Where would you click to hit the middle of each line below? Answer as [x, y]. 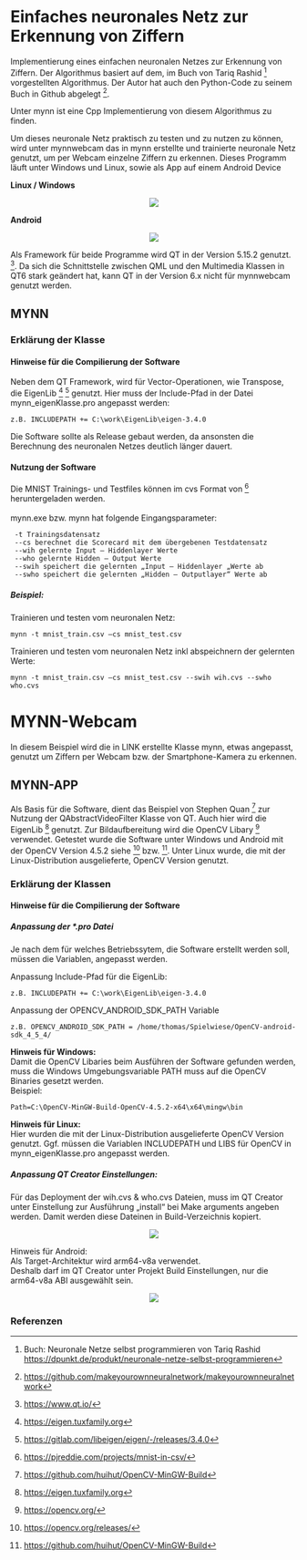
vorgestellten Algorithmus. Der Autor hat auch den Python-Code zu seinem [151, 82]
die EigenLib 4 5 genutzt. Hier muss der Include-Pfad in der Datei [132, 392]
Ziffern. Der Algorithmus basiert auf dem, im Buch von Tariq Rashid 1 [139, 72]
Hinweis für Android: [49, 1252]
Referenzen [36, 1321]
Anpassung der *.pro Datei [62, 926]
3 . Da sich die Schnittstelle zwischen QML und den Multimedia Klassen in [148, 265]
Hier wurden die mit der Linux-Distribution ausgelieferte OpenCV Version [147, 1134]
